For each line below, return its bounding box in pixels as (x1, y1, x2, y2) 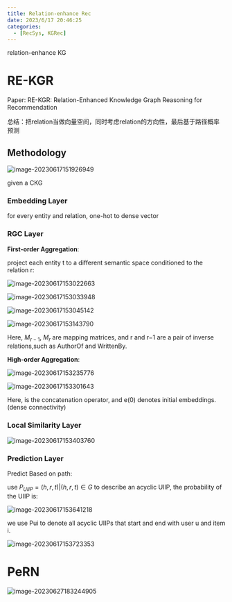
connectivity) (28, 403, 66, 412)
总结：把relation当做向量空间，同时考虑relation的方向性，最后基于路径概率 (7, 117, 220, 126)
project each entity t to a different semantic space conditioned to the (7, 258, 203, 267)
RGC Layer (7, 229, 44, 239)
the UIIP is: (7, 492, 38, 500)
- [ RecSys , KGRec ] (13, 29, 67, 37)
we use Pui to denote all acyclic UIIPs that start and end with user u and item (7, 519, 226, 527)
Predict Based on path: (7, 469, 73, 478)
